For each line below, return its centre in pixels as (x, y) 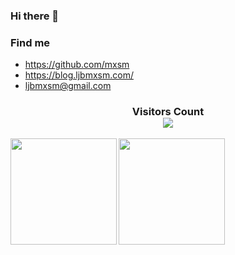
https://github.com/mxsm (77, 65)
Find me (30, 42)
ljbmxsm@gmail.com (68, 86)
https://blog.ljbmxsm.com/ (79, 75)
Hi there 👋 (35, 16)
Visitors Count (168, 112)
